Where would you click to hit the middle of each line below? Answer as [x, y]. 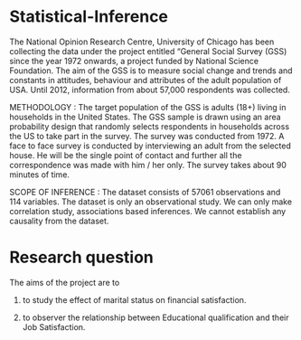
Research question [81, 257]
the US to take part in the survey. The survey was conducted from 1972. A [147, 136]
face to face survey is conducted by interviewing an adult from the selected [150, 146]
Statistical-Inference [89, 17]
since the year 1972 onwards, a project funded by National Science [134, 61]
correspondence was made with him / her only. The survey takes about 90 [148, 165]
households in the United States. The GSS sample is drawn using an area [146, 117]
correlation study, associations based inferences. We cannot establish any [148, 211]
